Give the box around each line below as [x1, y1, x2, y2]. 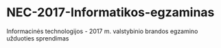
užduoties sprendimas [6, 34, 69, 42]
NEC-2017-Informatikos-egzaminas [6, 5, 215, 20]
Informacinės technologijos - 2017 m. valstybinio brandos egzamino [6, 27, 198, 35]
